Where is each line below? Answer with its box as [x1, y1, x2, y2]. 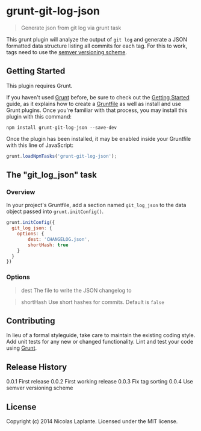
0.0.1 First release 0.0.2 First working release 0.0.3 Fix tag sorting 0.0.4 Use [6, 378, 194, 385]
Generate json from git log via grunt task [20, 24, 122, 31]
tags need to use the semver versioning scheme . [6, 48, 128, 55]
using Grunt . [6, 344, 37, 352]
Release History [6, 362, 67, 372]
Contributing [6, 316, 55, 326]
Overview [6, 188, 36, 196]
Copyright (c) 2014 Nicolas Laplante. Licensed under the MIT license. [6, 418, 178, 425]
